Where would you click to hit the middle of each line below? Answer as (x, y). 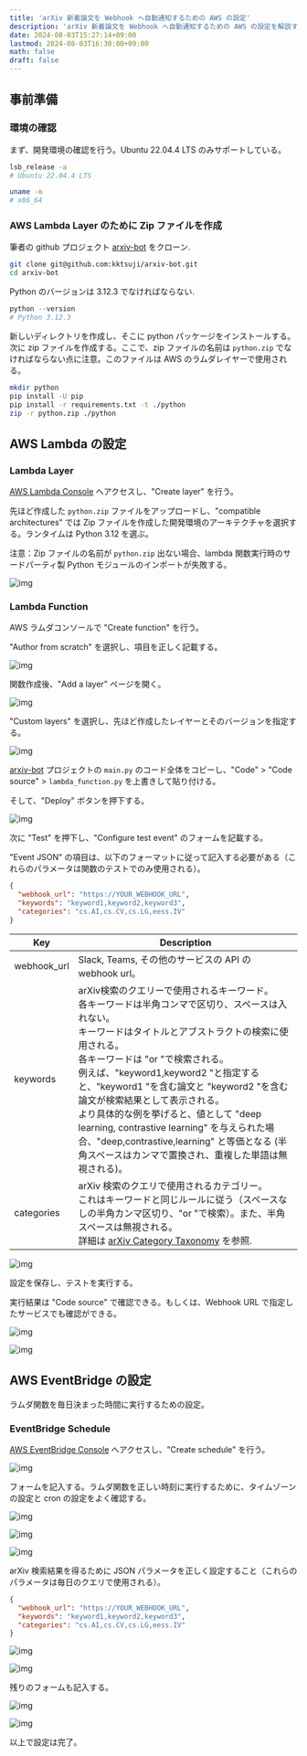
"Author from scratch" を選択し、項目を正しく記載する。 (116, 647)
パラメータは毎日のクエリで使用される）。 (88, 1581)
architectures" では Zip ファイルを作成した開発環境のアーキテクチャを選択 (149, 523)
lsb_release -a (38, 167)
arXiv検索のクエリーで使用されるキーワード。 (176, 990)
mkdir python (34, 388)
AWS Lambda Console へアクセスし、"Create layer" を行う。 (124, 492)
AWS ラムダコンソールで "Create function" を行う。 (106, 628)
